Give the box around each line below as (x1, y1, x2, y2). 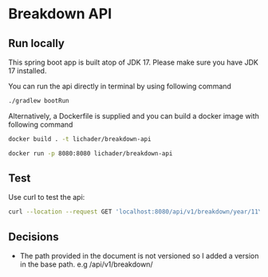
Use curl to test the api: (8, 193, 85, 202)
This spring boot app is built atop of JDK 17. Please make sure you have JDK (8, 57, 259, 67)
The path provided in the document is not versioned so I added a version (19, 252, 259, 261)
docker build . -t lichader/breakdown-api (8, 135, 152, 143)
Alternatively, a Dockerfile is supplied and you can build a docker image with (8, 111, 259, 120)
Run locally (8, 37, 65, 50)
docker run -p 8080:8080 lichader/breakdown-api (8, 149, 173, 158)
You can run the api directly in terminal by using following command (8, 81, 231, 91)
